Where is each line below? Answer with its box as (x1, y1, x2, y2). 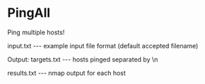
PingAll (7, 5, 51, 21)
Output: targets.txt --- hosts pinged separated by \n (7, 55, 158, 64)
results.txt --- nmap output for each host (7, 69, 126, 77)
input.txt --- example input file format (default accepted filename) (7, 41, 199, 50)
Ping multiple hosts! (7, 28, 65, 36)
